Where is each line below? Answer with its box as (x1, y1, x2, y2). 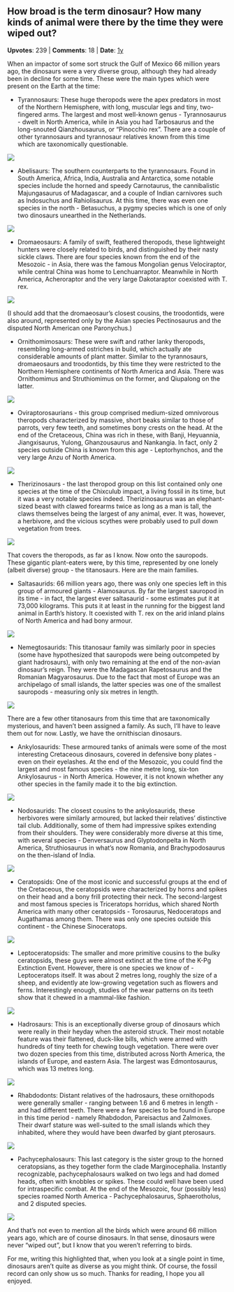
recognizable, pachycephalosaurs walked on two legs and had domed (17, 1170, 219, 1178)
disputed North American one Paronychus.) (7, 324, 133, 332)
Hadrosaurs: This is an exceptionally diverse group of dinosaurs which (17, 1019, 221, 1028)
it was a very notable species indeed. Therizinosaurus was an (17, 494, 196, 502)
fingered (17, 110, 43, 118)
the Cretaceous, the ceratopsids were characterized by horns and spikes (17, 885, 228, 893)
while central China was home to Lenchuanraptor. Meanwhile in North (17, 267, 219, 275)
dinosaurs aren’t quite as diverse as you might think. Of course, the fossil (7, 1261, 218, 1270)
